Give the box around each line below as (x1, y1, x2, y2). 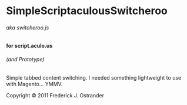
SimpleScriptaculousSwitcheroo (6, 4, 168, 18)
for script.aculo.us (6, 42, 53, 50)
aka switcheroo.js (6, 24, 49, 31)
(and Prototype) (6, 55, 45, 63)
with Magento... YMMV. (6, 80, 63, 87)
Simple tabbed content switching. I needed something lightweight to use (6, 74, 182, 81)
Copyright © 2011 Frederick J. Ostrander (6, 91, 105, 99)
